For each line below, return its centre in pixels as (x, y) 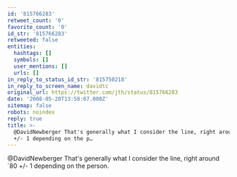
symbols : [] (31, 60)
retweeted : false (33, 40)
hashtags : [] (33, 54)
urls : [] (26, 73)
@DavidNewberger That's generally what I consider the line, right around (114, 159)
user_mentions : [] (41, 66)
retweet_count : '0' (36, 20)
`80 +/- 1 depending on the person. (58, 166)
